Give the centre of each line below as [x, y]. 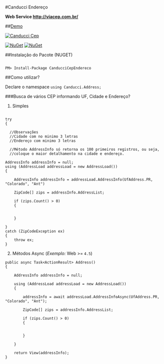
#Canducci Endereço [27, 7]
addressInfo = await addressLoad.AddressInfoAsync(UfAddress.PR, [91, 297]
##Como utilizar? [22, 77]
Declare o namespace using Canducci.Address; [53, 87]
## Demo [14, 26]
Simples [20, 106]
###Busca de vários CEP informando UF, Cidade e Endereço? [68, 96]
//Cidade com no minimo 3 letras [44, 136]
